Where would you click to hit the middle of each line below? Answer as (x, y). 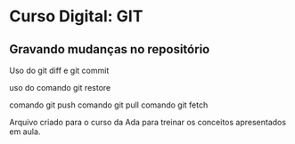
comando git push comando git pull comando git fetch (109, 105)
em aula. (25, 132)
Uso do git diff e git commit (59, 70)
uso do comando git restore (60, 88)
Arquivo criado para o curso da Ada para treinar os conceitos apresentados (148, 122)
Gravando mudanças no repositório (110, 49)
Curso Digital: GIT (76, 16)
